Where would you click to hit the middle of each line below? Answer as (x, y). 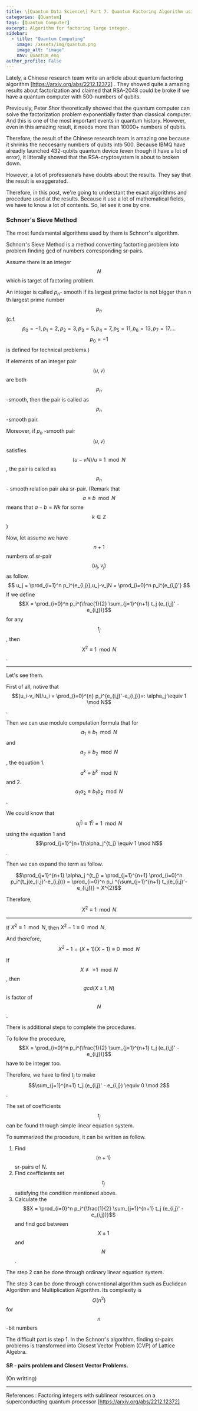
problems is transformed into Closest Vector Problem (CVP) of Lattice (91, 1346)
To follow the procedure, (36, 1038)
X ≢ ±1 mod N (99, 969)
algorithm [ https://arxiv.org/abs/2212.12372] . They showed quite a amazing (98, 84)
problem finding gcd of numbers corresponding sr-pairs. (75, 251)
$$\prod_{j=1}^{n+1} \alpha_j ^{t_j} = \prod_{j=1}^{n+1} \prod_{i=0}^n (99, 875)
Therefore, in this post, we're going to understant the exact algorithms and (96, 192)
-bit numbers (22, 1328)
